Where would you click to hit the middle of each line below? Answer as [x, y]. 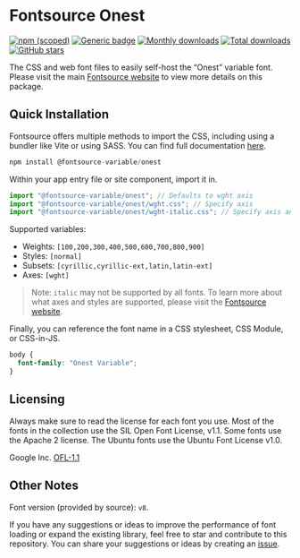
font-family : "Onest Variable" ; [78, 364]
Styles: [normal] [52, 256]
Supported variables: [48, 229]
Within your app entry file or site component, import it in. [113, 179]
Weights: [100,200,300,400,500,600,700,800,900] [113, 246]
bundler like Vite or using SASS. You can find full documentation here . [137, 145]
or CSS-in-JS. [35, 339]
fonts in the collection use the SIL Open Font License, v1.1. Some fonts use [146, 430]
